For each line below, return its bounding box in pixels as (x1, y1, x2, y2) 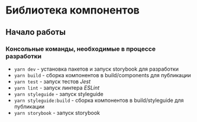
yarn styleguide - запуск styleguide (14, 90, 104, 97)
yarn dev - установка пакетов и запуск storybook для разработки (14, 65, 179, 72)
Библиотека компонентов (5, 4, 140, 17)
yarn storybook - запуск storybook (14, 109, 100, 116)
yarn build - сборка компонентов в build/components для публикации (14, 71, 192, 78)
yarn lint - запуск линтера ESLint (14, 84, 100, 91)
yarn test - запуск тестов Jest (14, 78, 91, 85)
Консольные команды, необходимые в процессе (5, 45, 156, 53)
